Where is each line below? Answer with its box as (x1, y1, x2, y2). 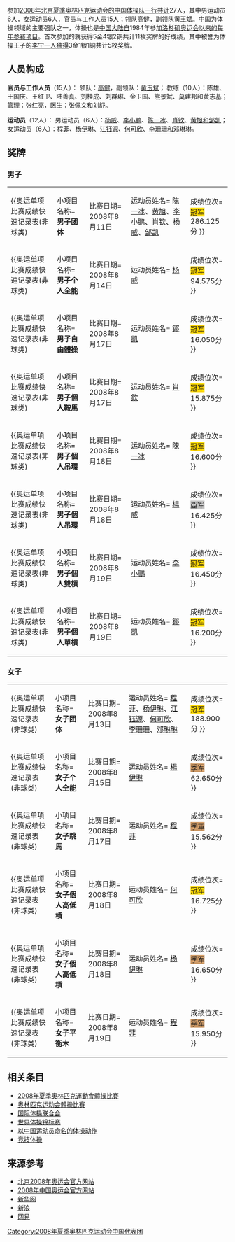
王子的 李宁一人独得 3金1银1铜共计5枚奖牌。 (13, 41, 136, 49)
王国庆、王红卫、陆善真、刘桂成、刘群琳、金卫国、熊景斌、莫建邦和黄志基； (7, 92, 228, 100)
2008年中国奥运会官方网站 (17, 1186, 94, 1194)
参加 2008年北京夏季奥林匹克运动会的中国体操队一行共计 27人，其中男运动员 (7, 6, 226, 14)
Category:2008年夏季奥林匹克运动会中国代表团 (7, 1227, 143, 1236)
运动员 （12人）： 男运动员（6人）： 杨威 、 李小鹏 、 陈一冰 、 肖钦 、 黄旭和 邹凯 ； (7, 115, 227, 124)
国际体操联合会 (17, 1108, 61, 1117)
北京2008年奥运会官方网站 (17, 1178, 94, 1186)
